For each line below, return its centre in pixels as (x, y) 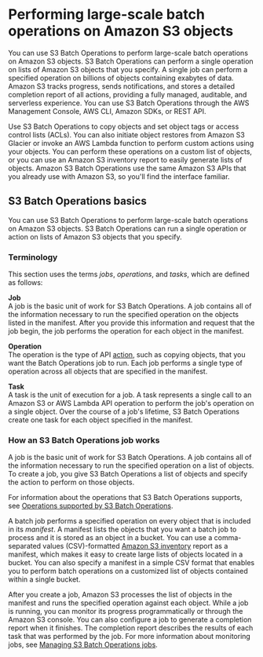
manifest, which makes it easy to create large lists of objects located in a (126, 554)
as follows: (26, 283)
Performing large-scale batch (107, 15)
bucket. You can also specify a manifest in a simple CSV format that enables (131, 563)
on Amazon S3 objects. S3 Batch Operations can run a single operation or (128, 228)
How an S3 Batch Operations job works (84, 440)
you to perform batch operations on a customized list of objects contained (128, 571)
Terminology (33, 257)
